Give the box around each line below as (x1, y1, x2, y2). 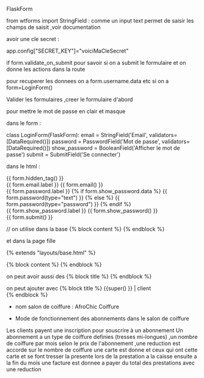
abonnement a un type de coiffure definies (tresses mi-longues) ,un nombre (6, 333, 198, 340)
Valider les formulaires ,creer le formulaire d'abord (6, 96, 133, 103)
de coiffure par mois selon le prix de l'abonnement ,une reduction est (6, 339, 181, 347)
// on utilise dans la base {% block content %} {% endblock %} (6, 226, 165, 232)
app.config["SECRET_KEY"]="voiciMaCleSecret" (6, 47, 129, 54)
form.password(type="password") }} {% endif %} (6, 201, 131, 207)
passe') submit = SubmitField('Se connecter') (6, 151, 121, 158)
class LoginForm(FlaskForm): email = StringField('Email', (6, 132, 148, 138)
